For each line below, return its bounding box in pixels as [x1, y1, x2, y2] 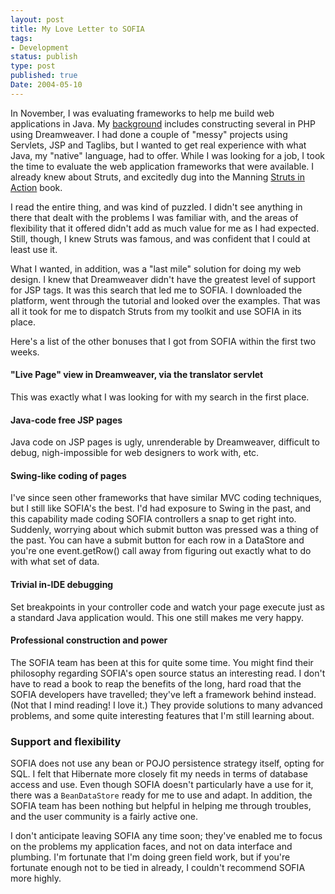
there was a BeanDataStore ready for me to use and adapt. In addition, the [10, 789, 313, 801]
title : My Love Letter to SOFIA [10, 24, 145, 34]
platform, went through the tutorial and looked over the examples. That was [10, 294, 321, 306]
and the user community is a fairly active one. [10, 811, 199, 823]
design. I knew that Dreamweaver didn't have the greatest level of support [10, 273, 316, 285]
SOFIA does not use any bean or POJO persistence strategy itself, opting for [10, 757, 325, 770]
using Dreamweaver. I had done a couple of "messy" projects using [10, 128, 288, 140]
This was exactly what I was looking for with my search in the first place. [10, 391, 310, 403]
